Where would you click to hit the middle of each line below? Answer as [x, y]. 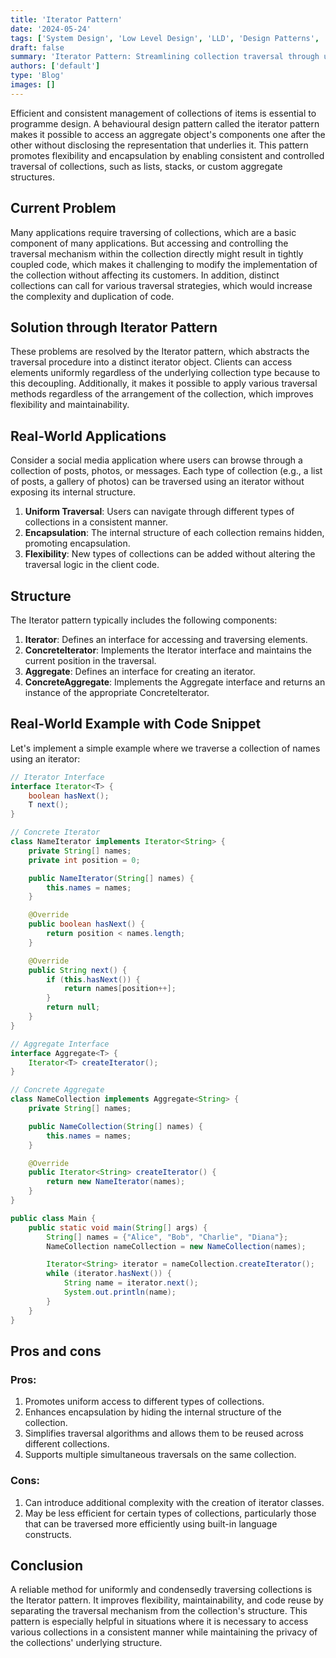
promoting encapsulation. [77, 543]
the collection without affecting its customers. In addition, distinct [145, 275]
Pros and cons [56, 1351]
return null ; [73, 1007]
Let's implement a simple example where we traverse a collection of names [165, 748]
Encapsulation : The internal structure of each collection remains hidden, [174, 533]
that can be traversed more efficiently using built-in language [151, 1523]
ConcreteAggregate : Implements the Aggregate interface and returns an [175, 682]
